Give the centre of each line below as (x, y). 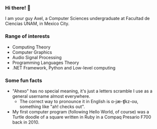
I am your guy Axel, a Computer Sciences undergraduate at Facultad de (78, 19)
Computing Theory (31, 47)
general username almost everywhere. (51, 96)
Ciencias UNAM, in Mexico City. (37, 23)
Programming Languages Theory (46, 63)
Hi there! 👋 (18, 8)
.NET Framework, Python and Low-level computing (64, 67)
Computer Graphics (32, 52)
